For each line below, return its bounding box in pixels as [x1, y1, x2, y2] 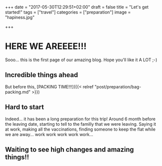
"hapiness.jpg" [5, 15, 35, 20]
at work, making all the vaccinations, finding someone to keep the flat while [5, 126, 156, 132]
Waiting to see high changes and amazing [5, 145, 134, 153]
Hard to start [5, 103, 44, 111]
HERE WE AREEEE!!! [5, 41, 87, 52]
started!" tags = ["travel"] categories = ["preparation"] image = [5, 9, 131, 15]
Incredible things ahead [5, 71, 79, 79]
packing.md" [5, 89, 31, 95]
